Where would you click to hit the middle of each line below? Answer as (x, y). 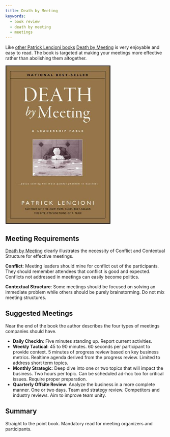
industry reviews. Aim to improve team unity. (59, 395)
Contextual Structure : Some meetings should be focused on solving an (80, 286)
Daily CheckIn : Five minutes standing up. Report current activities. (82, 341)
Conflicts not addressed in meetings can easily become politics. (72, 277)
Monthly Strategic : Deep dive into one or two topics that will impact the (88, 368)
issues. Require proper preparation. (50, 379)
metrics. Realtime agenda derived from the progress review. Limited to (86, 357)
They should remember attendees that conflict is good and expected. (78, 271)
